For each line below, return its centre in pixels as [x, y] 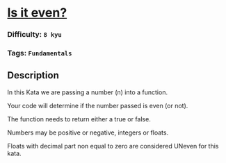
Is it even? [37, 13]
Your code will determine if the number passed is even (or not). [98, 105]
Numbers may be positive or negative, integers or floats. [88, 132]
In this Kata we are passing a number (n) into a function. [88, 92]
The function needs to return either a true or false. [79, 119]
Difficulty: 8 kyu [35, 35]
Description [33, 75]
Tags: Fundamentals [40, 53]
